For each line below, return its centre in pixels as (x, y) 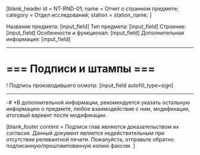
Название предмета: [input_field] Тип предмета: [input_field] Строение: (96, 27)
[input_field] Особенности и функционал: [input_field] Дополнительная (95, 33)
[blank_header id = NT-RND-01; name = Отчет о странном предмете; (93, 9)
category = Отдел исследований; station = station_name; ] (79, 15)
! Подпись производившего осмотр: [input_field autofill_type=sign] (90, 85)
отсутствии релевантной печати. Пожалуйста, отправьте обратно (90, 139)
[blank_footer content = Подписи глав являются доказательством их (93, 126)
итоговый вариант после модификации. (57, 115)
